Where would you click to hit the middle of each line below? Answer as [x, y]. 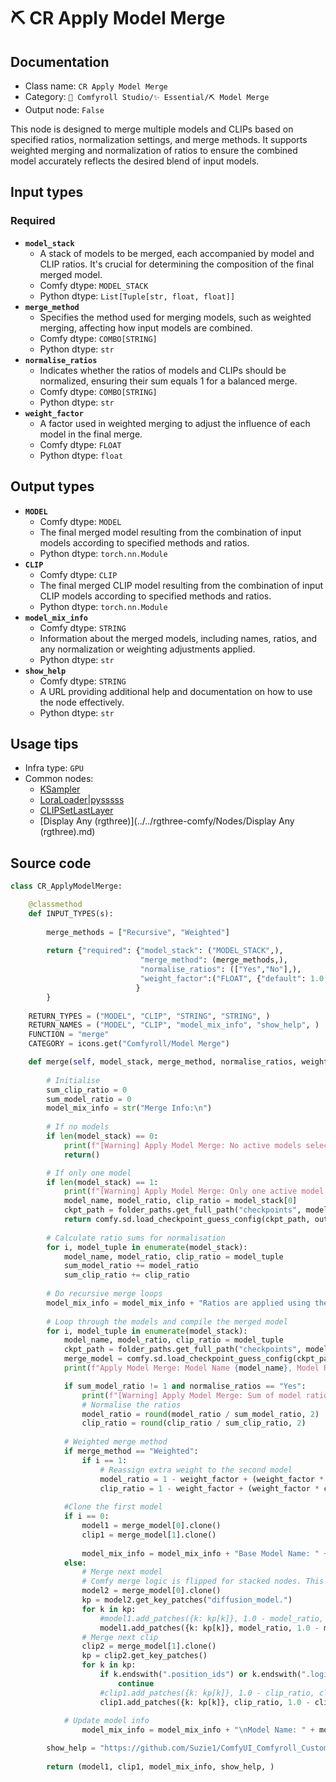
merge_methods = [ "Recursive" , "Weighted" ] [138, 932]
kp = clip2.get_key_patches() [144, 1656]
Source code [51, 863]
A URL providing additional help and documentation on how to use [176, 691]
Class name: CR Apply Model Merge [96, 86]
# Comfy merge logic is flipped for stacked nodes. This [203, 1581]
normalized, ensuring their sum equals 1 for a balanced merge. [168, 381]
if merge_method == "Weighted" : [131, 1451]
